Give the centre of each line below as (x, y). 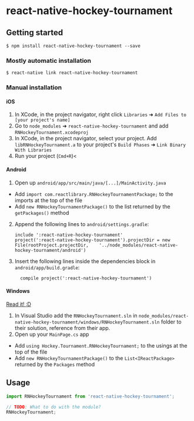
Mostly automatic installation (49, 60)
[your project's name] (42, 120)
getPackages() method (42, 213)
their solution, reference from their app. (62, 328)
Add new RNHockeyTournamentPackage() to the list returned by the (92, 206)
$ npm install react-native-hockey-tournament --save (73, 46)
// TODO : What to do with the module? (53, 407)
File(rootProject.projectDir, (52, 245)
